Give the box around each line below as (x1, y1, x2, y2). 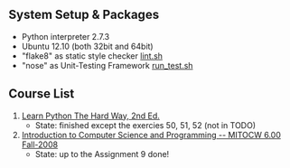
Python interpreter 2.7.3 (21, 31, 110, 42)
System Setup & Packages (8, 7, 160, 23)
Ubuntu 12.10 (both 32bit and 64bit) (21, 41, 154, 51)
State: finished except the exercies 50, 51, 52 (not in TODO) (34, 119, 257, 130)
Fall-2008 (21, 139, 59, 150)
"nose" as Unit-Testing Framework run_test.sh (21, 60, 193, 70)
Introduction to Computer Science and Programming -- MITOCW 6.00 (21, 129, 281, 140)
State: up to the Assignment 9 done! (34, 148, 170, 159)
